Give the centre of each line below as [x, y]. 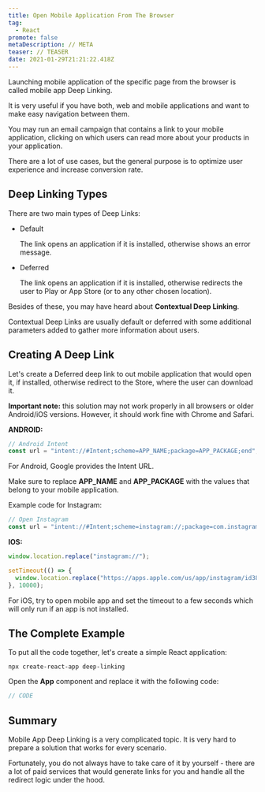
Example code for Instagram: [55, 505]
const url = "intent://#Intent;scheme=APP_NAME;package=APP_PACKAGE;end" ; [134, 451]
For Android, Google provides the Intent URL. [81, 467]
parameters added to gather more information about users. [104, 330]
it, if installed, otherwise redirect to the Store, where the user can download [131, 382]
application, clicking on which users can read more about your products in [129, 137]
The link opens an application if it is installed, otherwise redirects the [131, 283]
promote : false [33, 37]
